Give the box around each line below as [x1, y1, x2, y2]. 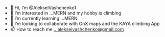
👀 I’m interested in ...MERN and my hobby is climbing [10, 10, 122, 16]
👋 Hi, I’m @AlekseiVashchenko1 [10, 5, 77, 10]
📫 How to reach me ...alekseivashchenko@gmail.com [10, 26, 124, 32]
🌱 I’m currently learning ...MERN [10, 15, 78, 21]
